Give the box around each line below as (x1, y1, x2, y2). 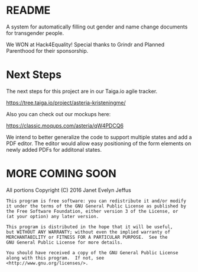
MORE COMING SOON (6, 167, 116, 181)
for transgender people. (6, 29, 64, 36)
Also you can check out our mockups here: (6, 110, 111, 117)
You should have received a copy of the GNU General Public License (6, 249, 178, 255)
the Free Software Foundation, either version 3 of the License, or (6, 208, 178, 214)
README (6, 4, 51, 17)
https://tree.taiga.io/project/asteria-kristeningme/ (6, 99, 126, 106)
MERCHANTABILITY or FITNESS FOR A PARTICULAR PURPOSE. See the (6, 234, 168, 240)
